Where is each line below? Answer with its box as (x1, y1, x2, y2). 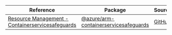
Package (104, 7, 126, 13)
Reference (29, 7, 55, 13)
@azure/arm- (81, 15, 115, 22)
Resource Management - (8, 15, 69, 22)
